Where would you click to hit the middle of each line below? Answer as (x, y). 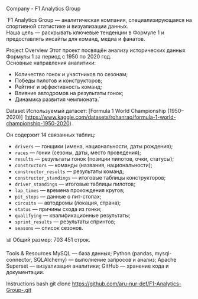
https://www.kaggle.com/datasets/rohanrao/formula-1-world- (101, 117)
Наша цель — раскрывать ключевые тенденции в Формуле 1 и (85, 32)
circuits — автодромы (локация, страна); (68, 203)
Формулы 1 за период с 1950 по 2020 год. (59, 56)
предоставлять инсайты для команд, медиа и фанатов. (76, 39)
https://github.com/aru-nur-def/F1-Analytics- (126, 284)
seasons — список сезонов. (49, 228)
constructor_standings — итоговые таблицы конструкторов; (90, 178)
